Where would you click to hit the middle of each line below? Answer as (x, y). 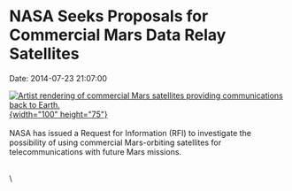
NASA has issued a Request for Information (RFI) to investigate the (131, 133)
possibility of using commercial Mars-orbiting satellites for (115, 142)
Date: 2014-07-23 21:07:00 (58, 78)
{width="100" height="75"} (58, 114)
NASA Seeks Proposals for (109, 16)
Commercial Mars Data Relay (118, 35)
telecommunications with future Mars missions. (96, 151)
